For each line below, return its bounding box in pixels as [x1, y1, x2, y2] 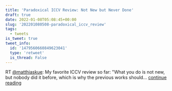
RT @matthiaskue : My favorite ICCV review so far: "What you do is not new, [5, 69, 165, 75]
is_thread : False [10, 55, 47, 60]
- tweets [10, 31, 29, 36]
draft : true [5, 12, 31, 17]
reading [5, 80, 22, 86]
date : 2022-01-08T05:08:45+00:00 [5, 17, 77, 22]
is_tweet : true [5, 36, 38, 41]
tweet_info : [5, 41, 31, 46]
